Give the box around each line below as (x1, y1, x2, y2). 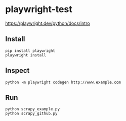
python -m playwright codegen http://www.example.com (5, 80, 121, 85)
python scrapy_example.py (5, 107, 60, 112)
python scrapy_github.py (5, 111, 58, 116)
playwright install (5, 52, 47, 57)
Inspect (5, 67, 30, 75)
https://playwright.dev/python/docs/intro (5, 20, 90, 26)
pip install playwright (5, 48, 56, 53)
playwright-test (5, 4, 72, 15)
